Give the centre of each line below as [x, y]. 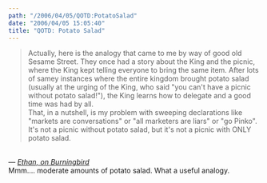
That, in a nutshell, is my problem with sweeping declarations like [135, 113]
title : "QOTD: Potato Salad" [57, 30]
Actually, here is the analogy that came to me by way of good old [135, 54]
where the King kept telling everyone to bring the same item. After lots [143, 70]
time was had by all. [61, 104]
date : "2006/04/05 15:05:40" [57, 23]
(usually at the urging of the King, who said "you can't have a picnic [139, 87]
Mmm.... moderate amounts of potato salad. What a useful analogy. [119, 171]
